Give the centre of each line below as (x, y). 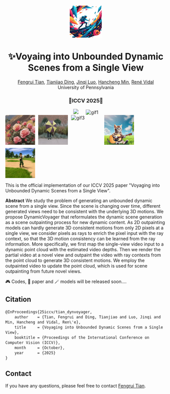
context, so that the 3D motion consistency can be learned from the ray (80, 238)
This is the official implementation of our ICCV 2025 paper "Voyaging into (82, 185)
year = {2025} (35, 353)
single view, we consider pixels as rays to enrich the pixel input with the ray (84, 233)
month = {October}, (40, 348)
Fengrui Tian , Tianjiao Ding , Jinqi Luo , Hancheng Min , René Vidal (86, 82)
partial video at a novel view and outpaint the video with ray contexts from (83, 255)
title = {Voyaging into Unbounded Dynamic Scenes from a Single (89, 327)
